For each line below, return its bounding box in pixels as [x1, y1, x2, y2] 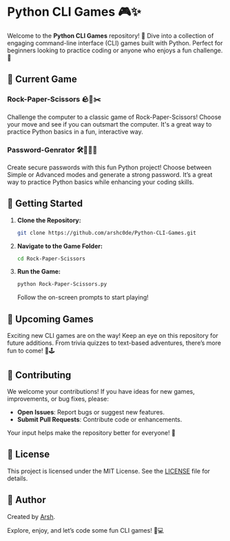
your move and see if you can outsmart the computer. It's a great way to [7, 120, 212, 128]
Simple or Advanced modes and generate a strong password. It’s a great [7, 170, 213, 178]
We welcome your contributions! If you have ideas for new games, [7, 387, 195, 395]
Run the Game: [17, 268, 61, 276]
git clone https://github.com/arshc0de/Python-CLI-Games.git [17, 229, 197, 236]
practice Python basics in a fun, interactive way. [7, 127, 143, 136]
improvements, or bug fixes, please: [7, 394, 109, 403]
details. [7, 474, 28, 482]
